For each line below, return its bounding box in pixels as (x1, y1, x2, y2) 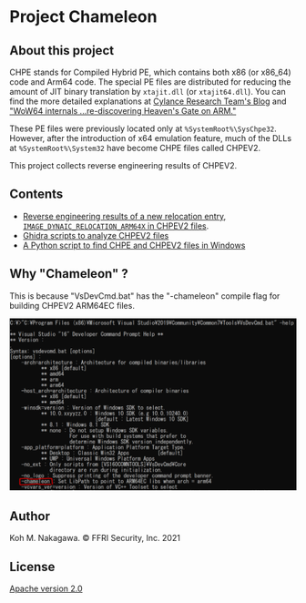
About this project (9, 43, 115, 58)
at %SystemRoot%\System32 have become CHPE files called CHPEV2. (9, 143, 261, 153)
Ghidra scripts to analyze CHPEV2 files (22, 230, 169, 240)
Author (9, 508, 50, 524)
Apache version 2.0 (9, 583, 84, 594)
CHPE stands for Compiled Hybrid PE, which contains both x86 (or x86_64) (9, 66, 291, 77)
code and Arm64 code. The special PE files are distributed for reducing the (9, 77, 291, 87)
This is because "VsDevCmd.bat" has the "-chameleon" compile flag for (9, 290, 280, 301)
